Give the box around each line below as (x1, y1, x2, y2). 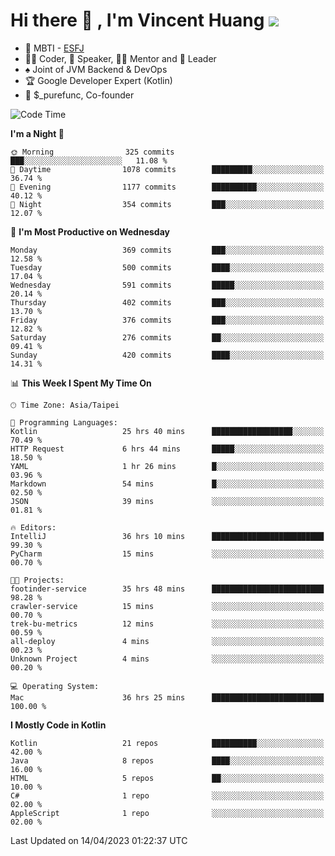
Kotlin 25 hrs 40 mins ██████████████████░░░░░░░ (10, 426, 325, 436)
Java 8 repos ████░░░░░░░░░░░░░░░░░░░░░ (10, 755, 325, 766)
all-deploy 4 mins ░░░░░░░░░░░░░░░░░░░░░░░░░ (10, 636, 325, 646)
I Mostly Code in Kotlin (10, 719, 107, 731)
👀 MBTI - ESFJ (24, 42, 85, 54)
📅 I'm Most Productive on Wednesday (10, 225, 170, 238)
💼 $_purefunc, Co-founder (24, 89, 135, 101)
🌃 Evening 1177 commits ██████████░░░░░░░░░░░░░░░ (10, 182, 325, 192)
